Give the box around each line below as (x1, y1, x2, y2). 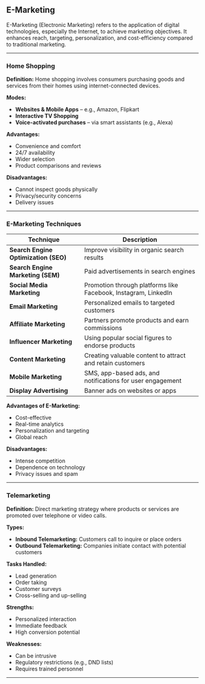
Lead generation (15, 572, 57, 579)
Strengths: (6, 603, 34, 611)
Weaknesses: (6, 640, 42, 647)
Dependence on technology (15, 464, 85, 471)
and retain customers (84, 359, 145, 368)
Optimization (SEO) (9, 253, 67, 262)
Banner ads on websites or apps (84, 387, 177, 395)
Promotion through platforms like (84, 281, 178, 289)
